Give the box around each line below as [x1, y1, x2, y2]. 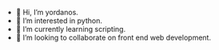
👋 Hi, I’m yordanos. [15, 8, 78, 17]
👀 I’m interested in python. [15, 16, 102, 25]
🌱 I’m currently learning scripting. [15, 25, 126, 33]
